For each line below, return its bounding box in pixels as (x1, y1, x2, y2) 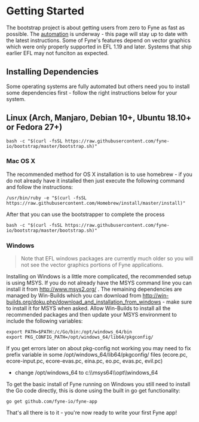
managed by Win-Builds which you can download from (6, 292, 142, 299)
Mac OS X (6, 157, 36, 165)
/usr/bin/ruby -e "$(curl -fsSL (6, 195, 87, 201)
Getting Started (6, 4, 85, 18)
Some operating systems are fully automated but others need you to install (6, 83, 190, 90)
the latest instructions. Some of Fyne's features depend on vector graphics (6, 37, 191, 44)
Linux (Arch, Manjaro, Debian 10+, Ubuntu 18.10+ (6, 113, 192, 123)
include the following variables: (6, 317, 83, 324)
